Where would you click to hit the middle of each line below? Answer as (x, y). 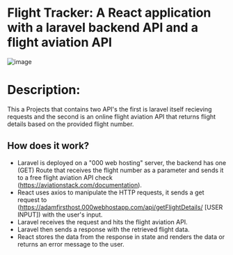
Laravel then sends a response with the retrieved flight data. (103, 229)
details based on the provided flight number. (71, 124)
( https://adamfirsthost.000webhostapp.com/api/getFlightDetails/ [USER (120, 207)
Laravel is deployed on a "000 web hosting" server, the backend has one (122, 162)
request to (32, 199)
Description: (44, 90)
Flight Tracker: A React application (109, 13)
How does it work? (48, 146)
